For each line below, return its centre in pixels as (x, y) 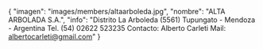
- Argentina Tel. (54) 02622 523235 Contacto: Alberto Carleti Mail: (117, 28)
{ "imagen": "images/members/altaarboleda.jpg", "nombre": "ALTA (117, 11)
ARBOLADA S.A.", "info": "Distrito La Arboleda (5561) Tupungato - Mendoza (132, 20)
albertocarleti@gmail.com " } (54, 36)
